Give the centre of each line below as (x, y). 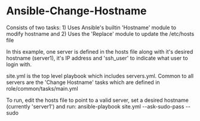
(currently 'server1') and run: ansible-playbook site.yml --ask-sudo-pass (95, 106)
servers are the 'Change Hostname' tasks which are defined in (83, 82)
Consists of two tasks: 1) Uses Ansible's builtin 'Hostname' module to (91, 27)
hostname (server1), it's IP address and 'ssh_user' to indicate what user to (97, 58)
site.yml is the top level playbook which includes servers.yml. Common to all (100, 76)
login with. (19, 64)
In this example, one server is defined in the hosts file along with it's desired (100, 51)
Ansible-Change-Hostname (76, 11)
